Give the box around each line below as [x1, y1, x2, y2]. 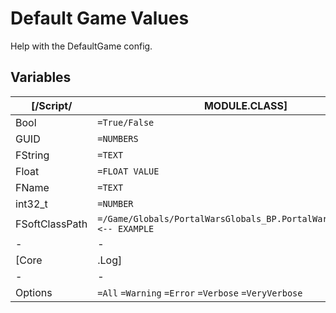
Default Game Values [10, 7, 190, 30]
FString [15, 148, 50, 162]
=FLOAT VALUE [97, 165, 160, 177]
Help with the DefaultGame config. [10, 40, 153, 52]
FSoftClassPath [15, 217, 88, 231]
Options [15, 285, 53, 299]
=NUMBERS [97, 133, 139, 144]
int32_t [15, 197, 48, 211]
